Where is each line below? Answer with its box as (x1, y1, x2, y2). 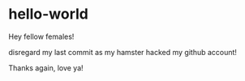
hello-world (8, 5, 89, 23)
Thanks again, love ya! (8, 62, 84, 73)
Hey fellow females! (8, 32, 75, 41)
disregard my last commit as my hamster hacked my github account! (8, 47, 238, 57)
